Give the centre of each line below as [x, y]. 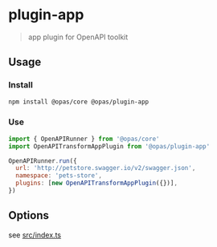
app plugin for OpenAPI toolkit [78, 37]
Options [29, 215]
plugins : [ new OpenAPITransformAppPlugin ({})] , [97, 183]
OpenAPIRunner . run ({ [43, 161]
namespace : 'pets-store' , [59, 176]
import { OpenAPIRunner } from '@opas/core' [84, 139]
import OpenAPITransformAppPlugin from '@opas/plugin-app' [109, 146]
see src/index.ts [35, 235]
